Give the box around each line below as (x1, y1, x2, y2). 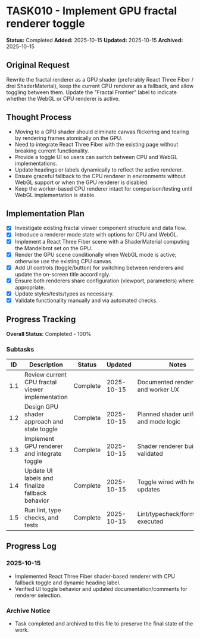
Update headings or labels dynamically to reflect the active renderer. (14, 166, 183, 173)
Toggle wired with (137, 478, 187, 486)
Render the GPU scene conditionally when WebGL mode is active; (14, 251, 177, 258)
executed (137, 517, 164, 525)
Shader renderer (137, 442, 183, 450)
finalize (24, 481, 45, 490)
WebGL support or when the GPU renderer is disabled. (14, 179, 149, 186)
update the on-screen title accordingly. (14, 270, 111, 278)
